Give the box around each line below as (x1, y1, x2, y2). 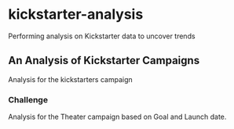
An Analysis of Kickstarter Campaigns (8, 54, 200, 67)
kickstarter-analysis (8, 5, 144, 23)
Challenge (8, 94, 49, 105)
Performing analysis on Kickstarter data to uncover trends (8, 31, 196, 41)
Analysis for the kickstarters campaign (8, 74, 133, 84)
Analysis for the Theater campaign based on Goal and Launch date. (8, 112, 227, 122)
